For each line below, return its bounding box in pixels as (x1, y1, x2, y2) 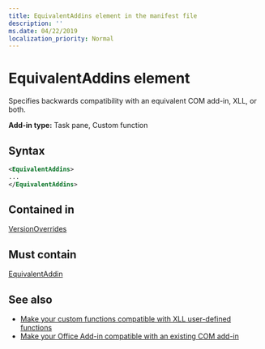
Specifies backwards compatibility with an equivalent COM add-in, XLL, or (8, 96, 258, 106)
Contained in (8, 203, 75, 217)
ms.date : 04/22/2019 (8, 27, 79, 35)
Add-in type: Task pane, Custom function (8, 121, 148, 130)
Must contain (8, 248, 77, 262)
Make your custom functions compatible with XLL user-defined (19, 314, 232, 324)
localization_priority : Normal (8, 34, 114, 43)
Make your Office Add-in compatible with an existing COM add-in (19, 331, 239, 341)
